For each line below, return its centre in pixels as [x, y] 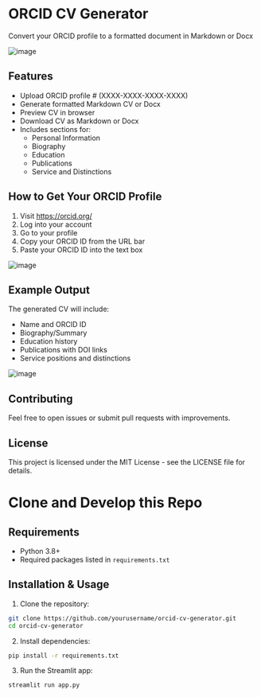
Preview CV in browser [57, 112]
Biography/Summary [53, 333]
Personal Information [66, 138]
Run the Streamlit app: [56, 671]
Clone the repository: [55, 604]
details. [20, 471]
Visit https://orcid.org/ [56, 216]
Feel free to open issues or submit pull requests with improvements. [119, 418]
